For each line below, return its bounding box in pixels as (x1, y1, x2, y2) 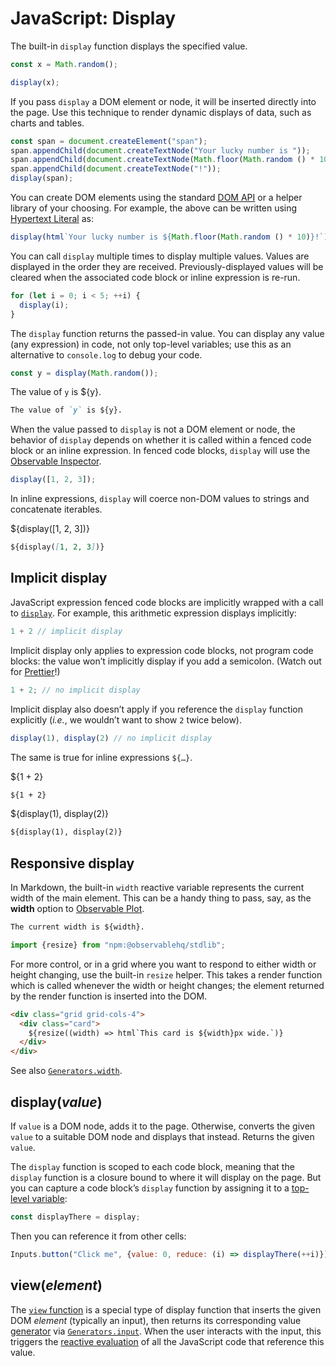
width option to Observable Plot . (10, 903, 145, 915)
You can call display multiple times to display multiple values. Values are (10, 250, 310, 262)
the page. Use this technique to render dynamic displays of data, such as (10, 106, 312, 118)
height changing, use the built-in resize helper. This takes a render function (10, 968, 323, 981)
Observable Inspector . (10, 455, 102, 467)
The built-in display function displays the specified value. (10, 40, 248, 52)
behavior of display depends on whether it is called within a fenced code (10, 434, 312, 446)
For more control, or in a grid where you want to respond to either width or (10, 958, 317, 970)
